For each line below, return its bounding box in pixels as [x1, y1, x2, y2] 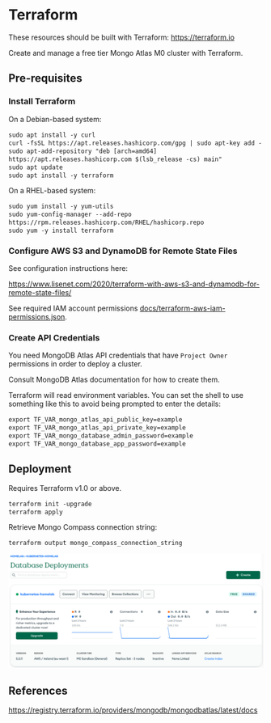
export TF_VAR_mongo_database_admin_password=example [8, 432, 194, 440]
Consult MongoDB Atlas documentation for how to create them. [8, 374, 220, 385]
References [8, 683, 68, 697]
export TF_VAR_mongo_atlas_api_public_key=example [8, 416, 183, 424]
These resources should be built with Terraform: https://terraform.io [8, 32, 235, 42]
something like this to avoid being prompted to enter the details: [8, 399, 221, 409]
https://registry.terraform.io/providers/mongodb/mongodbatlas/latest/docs [8, 705, 258, 715]
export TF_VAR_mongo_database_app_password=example [8, 440, 186, 448]
